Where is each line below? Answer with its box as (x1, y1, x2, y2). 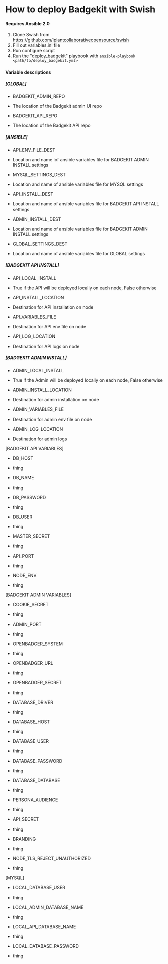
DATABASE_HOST (12, 719, 50, 725)
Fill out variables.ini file (12, 42, 60, 48)
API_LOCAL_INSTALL (12, 274, 57, 281)
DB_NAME (12, 474, 34, 480)
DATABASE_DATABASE (12, 777, 60, 783)
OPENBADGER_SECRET (12, 679, 62, 685)
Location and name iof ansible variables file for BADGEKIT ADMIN (12, 156, 149, 162)
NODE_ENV (12, 572, 37, 578)
